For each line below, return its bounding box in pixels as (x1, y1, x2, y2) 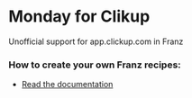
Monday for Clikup (8, 6, 151, 27)
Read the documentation (21, 79, 114, 90)
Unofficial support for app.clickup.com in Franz (8, 36, 184, 47)
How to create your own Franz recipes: (8, 58, 181, 71)
